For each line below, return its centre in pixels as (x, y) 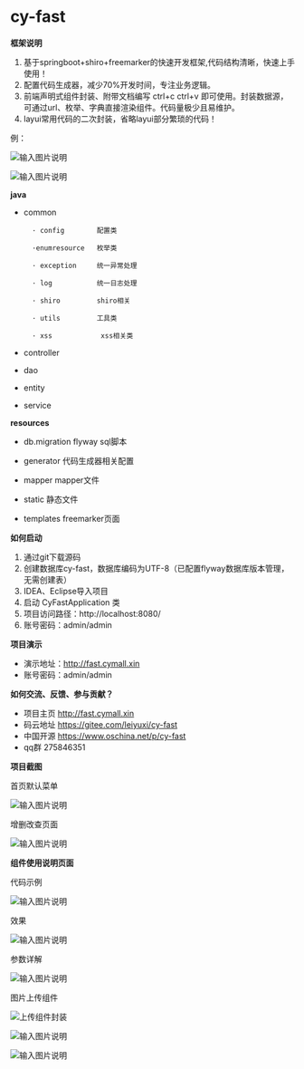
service (38, 405)
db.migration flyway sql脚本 (75, 441)
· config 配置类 (75, 230)
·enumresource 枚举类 (75, 248)
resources (30, 422)
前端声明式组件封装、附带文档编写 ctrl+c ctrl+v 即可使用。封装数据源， (156, 96)
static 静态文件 (51, 499)
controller (41, 352)
